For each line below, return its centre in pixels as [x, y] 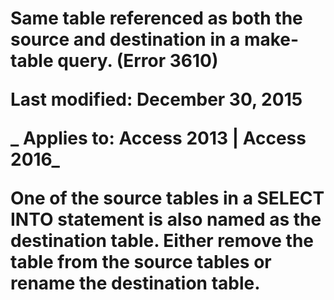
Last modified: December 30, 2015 [156, 99]
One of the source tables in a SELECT [167, 198]
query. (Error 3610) [138, 61]
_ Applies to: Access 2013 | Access [158, 138]
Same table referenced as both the [156, 18]
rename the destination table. [135, 283]
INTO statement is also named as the [166, 219]
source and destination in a [125, 39]
